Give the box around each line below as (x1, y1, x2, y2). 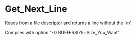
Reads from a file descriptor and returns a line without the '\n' (5, 20, 132, 26)
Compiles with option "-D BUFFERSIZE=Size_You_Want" (5, 29, 120, 35)
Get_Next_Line (5, 3, 67, 15)
